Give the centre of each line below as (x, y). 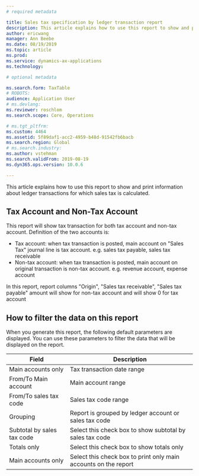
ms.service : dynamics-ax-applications (54, 61)
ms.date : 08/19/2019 (32, 44)
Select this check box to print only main (125, 457)
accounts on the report (102, 464)
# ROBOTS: (18, 93)
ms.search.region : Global (38, 143)
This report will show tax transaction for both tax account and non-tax (92, 226)
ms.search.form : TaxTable (38, 88)
